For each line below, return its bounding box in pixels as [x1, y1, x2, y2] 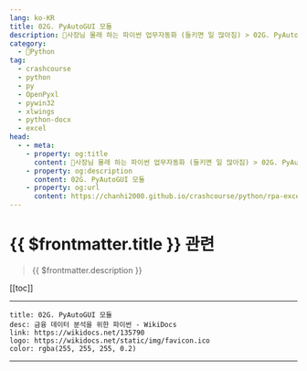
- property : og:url [26, 184, 101, 193]
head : [9, 132, 30, 142]
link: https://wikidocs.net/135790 [9, 328, 145, 337]
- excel [17, 124, 48, 133]
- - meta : [17, 141, 55, 150]
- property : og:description [26, 166, 132, 175]
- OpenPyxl [17, 90, 59, 99]
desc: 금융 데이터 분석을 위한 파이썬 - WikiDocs [9, 320, 177, 329]
